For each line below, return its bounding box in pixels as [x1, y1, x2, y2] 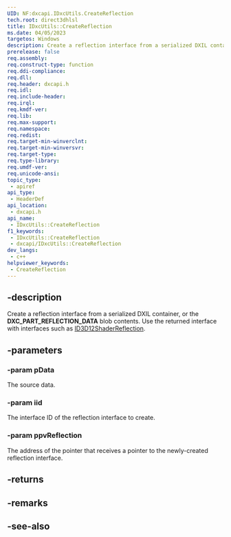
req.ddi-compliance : [7, 67, 67, 74]
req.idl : [7, 87, 32, 94]
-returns [7, 474, 44, 485]
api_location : [7, 202, 48, 209]
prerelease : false [7, 49, 60, 56]
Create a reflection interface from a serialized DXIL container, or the [7, 310, 199, 318]
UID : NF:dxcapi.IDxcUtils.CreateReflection [7, 10, 134, 17]
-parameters [7, 344, 63, 356]
